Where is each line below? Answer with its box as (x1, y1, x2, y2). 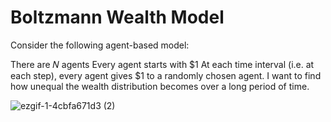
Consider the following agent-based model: (10, 39, 190, 51)
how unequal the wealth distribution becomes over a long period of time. (10, 80, 310, 92)
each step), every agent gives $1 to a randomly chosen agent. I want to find (10, 69, 322, 81)
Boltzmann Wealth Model (10, 6, 225, 29)
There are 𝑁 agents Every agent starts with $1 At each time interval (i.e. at (10, 58, 315, 70)
